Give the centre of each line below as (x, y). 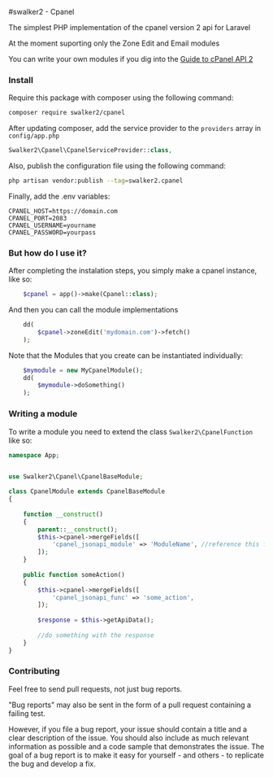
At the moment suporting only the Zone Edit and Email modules (114, 43)
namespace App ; (34, 455)
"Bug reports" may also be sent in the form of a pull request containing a (130, 705)
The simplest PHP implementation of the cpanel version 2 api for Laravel (129, 27)
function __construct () (63, 514)
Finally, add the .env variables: (59, 196)
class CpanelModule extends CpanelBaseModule (87, 491)
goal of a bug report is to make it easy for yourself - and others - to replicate (136, 755)
